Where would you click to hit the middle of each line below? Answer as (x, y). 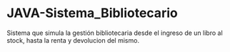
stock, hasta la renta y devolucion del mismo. (73, 40)
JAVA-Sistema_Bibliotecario (92, 13)
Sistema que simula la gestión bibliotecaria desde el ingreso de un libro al (115, 33)
